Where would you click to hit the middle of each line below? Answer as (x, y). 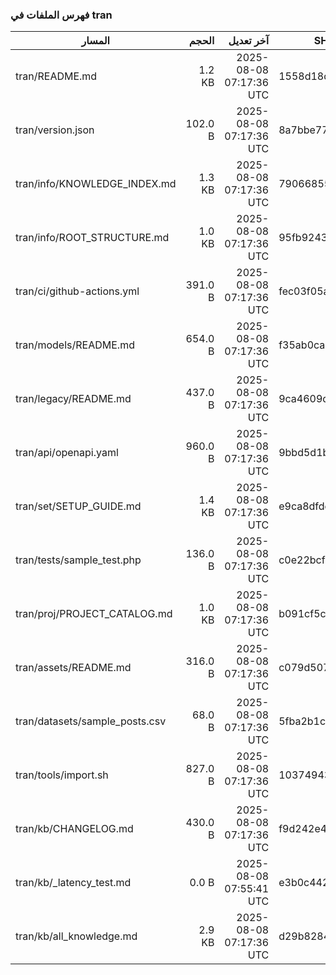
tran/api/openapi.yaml (67, 453)
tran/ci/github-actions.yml (77, 291)
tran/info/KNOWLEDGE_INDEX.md (96, 184)
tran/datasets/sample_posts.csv (91, 721)
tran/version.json (55, 130)
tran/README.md (56, 76)
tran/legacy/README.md (73, 399)
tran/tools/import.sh (62, 775)
